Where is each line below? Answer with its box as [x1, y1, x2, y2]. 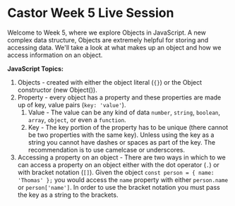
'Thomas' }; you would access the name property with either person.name [17, 175, 228, 184]
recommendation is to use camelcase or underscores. [28, 145, 186, 154]
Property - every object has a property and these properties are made [17, 93, 222, 102]
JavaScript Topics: [7, 64, 64, 73]
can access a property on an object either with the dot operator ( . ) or [17, 160, 220, 169]
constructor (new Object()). [17, 85, 97, 94]
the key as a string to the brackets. [17, 190, 119, 199]
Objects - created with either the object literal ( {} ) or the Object [17, 78, 203, 86]
